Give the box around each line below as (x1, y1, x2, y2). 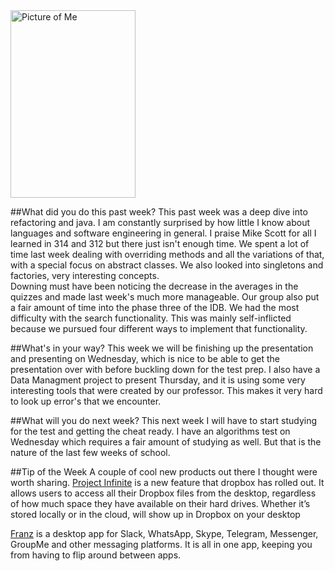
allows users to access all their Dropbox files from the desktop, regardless (10, 487, 317, 499)
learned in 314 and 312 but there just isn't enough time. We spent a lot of (10, 238, 310, 249)
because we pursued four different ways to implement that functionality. (10, 323, 308, 334)
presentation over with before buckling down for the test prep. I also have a (10, 364, 321, 375)
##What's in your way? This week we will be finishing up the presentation (10, 342, 314, 354)
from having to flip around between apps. (10, 549, 182, 561)
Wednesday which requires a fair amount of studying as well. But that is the (10, 436, 322, 448)
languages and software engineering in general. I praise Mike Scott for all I (10, 227, 317, 239)
